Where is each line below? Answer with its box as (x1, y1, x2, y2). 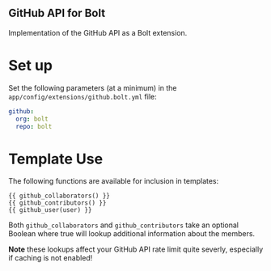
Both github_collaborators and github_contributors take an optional (8, 220, 239, 230)
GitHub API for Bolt (8, 6, 106, 20)
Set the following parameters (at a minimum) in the (8, 83, 177, 92)
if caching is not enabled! (8, 253, 93, 263)
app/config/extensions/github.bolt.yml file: (8, 91, 157, 101)
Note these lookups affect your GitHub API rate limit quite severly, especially (8, 244, 264, 254)
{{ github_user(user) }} (8, 206, 92, 214)
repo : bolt (15, 122, 53, 130)
